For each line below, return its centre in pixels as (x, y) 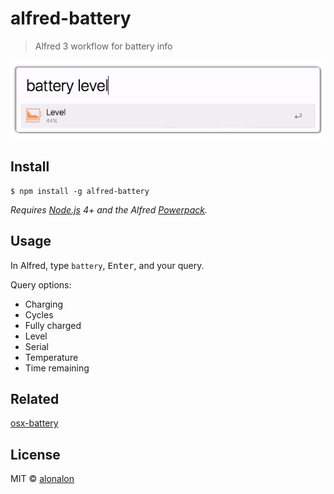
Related (35, 398)
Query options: (41, 284)
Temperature (51, 357)
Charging (44, 304)
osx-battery (34, 423)
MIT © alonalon (42, 479)
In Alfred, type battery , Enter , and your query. (107, 265)
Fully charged (53, 325)
